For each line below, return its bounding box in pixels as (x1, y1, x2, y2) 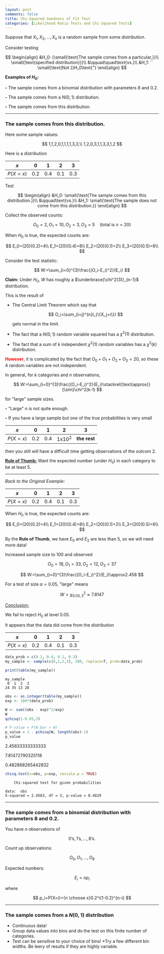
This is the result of (5, 292, 44, 298)
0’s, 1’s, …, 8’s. (68, 836, 96, 842)
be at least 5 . (5, 464, 31, 470)
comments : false (5, 12, 38, 17)
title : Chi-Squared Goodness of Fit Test (5, 16, 91, 21)
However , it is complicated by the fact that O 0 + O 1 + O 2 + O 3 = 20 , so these (5, 356, 159, 363)
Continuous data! (12, 923, 47, 929)
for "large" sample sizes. (5, 396, 55, 402)
